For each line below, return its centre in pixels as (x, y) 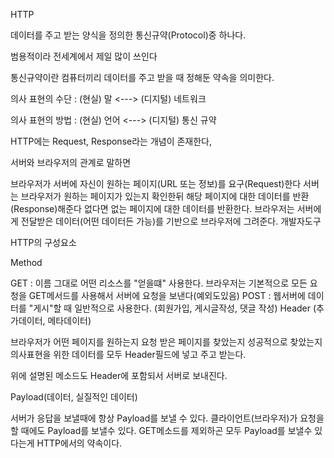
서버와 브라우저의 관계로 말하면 (71, 162)
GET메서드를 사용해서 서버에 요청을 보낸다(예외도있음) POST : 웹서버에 (167, 295)
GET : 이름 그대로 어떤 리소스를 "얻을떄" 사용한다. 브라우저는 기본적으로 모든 (159, 283)
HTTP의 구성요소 (43, 242)
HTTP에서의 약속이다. (79, 443)
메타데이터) (69, 320)
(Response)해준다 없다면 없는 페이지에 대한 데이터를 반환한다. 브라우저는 (152, 208)
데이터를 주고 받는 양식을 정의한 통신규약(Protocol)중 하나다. (128, 35)
